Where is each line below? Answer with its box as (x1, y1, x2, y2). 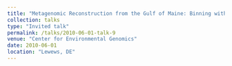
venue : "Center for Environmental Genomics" (7, 36, 137, 43)
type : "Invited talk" (7, 23, 70, 30)
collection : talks (7, 16, 60, 23)
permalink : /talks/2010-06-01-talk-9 (7, 29, 116, 36)
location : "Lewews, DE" (7, 49, 76, 56)
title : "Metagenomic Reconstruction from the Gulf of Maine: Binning (7, 10, 212, 17)
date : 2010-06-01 (7, 42, 57, 49)
